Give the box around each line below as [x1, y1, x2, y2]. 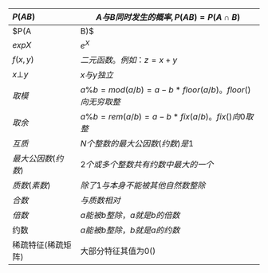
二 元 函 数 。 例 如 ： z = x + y [80, 55, 178, 66]
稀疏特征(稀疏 [12, 240, 64, 251]
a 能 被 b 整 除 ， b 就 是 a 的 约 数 [80, 224, 180, 236]
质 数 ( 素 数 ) [12, 180, 51, 191]
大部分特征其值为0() [80, 246, 156, 257]
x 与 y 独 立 [80, 69, 114, 80]
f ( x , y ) [12, 54, 34, 65]
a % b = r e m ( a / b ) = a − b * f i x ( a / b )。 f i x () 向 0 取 [80, 111, 254, 123]
